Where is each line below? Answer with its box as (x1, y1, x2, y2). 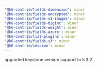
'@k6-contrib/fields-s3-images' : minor (4, 16, 85, 21)
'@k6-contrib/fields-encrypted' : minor (4, 12, 85, 17)
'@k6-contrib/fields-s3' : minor (4, 39, 70, 44)
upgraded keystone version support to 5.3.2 (4, 56, 93, 62)
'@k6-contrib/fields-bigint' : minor (4, 20, 79, 26)
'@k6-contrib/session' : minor (4, 43, 66, 48)
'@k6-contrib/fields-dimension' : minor (4, 7, 85, 12)
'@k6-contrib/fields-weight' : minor (4, 25, 79, 30)
